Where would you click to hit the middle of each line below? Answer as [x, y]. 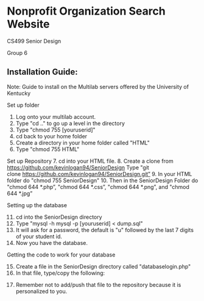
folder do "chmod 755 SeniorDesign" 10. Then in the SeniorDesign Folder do [103, 180]
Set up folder [23, 105]
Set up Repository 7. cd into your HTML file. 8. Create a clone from [90, 161]
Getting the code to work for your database [61, 255]
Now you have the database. [51, 243]
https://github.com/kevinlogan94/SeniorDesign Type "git [78, 167]
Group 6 [17, 52]
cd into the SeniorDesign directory [59, 217]
